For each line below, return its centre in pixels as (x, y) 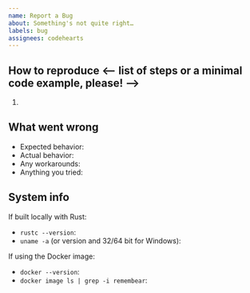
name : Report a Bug (41, 16)
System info (39, 197)
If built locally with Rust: (48, 216)
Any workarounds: (50, 163)
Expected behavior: (52, 146)
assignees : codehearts (46, 38)
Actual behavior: (47, 155)
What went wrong (54, 128)
